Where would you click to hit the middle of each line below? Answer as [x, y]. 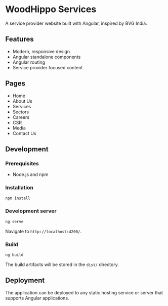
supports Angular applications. [37, 298]
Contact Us [24, 133]
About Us [23, 101]
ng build [14, 255]
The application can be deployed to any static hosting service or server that [84, 292]
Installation [19, 188]
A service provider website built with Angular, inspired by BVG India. [76, 23]
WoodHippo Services [51, 9]
